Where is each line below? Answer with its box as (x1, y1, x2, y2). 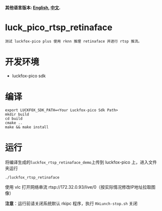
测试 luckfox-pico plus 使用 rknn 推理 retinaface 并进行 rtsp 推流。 (5, 39, 142, 44)
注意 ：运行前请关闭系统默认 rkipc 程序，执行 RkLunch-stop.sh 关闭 (5, 200, 138, 206)
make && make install (5, 125, 49, 130)
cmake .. (5, 120, 23, 125)
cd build (5, 116, 23, 121)
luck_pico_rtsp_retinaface (5, 22, 113, 33)
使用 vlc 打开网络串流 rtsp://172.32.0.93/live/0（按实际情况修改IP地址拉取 (5, 184, 151, 190)
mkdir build (5, 112, 29, 117)
